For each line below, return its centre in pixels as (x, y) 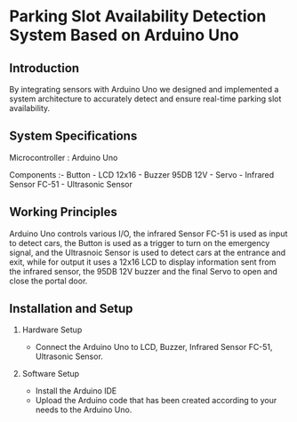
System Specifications (73, 136)
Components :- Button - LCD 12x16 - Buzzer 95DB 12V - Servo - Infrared (142, 174)
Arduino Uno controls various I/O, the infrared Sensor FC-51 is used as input (148, 234)
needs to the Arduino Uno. (84, 410)
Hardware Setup (52, 330)
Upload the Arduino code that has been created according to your (156, 401)
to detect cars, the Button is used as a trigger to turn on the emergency (140, 243)
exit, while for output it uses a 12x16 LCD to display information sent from (143, 262)
